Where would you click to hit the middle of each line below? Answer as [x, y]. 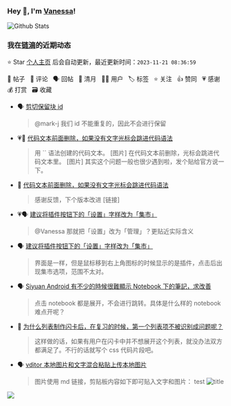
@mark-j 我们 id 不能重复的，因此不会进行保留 [100, 123]
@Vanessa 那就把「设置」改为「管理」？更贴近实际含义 [114, 231]
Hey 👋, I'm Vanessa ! [41, 11]
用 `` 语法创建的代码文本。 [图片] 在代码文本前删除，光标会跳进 [124, 152]
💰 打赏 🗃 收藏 [29, 89]
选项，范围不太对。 [80, 271]
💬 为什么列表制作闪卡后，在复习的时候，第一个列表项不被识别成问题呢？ [120, 326]
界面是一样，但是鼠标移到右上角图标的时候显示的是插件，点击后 [125, 263]
